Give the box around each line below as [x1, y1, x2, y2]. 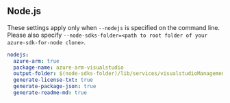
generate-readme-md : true [13, 89, 88, 96]
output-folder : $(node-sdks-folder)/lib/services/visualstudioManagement [13, 70, 228, 77]
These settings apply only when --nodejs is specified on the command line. [7, 23, 220, 31]
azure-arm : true [13, 57, 60, 64]
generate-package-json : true [13, 83, 97, 90]
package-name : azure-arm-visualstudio [13, 64, 125, 71]
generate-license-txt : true [13, 76, 94, 84]
